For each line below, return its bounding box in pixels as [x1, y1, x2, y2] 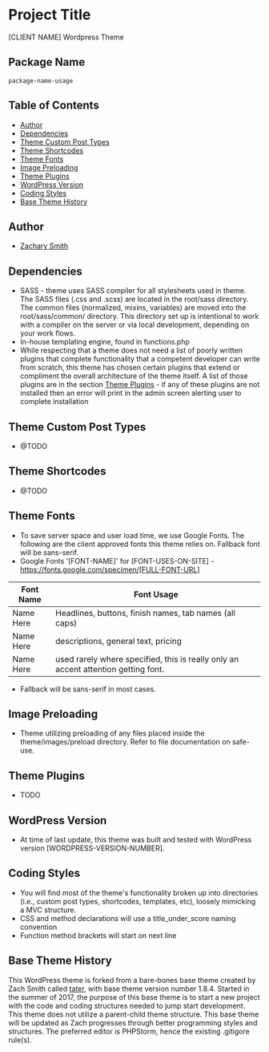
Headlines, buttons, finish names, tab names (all [55, 607, 236, 618]
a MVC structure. [19, 905, 77, 915]
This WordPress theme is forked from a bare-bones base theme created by [8, 975, 256, 985]
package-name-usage [8, 76, 74, 85]
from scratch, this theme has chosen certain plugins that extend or [19, 363, 240, 373]
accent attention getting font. [55, 663, 165, 675]
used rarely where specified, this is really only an [55, 653, 239, 664]
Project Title [8, 6, 91, 24]
